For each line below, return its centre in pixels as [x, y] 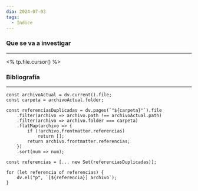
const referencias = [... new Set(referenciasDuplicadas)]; [82, 162]
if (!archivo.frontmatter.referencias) [76, 131]
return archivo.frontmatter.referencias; [79, 141]
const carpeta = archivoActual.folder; [55, 100]
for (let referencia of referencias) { [55, 172]
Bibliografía [23, 77]
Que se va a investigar [39, 43]
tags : [13, 17]
